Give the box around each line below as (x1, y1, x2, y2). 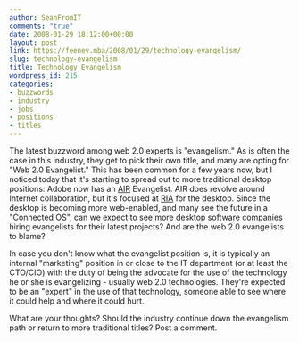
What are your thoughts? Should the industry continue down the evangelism (9, 313, 289, 323)
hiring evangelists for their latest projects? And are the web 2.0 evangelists (9, 221, 284, 232)
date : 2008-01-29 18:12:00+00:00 (9, 29, 134, 38)
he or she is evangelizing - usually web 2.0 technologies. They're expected (9, 277, 286, 287)
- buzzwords (9, 88, 54, 96)
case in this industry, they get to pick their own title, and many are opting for (9, 155, 290, 165)
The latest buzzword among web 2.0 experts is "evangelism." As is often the (9, 146, 290, 156)
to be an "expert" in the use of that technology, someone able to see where (9, 287, 287, 296)
